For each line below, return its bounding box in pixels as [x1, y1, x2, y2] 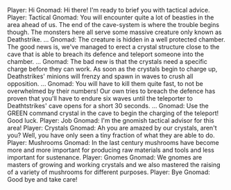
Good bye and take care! [7, 175, 78, 183]
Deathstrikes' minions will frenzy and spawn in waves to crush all [7, 72, 194, 80]
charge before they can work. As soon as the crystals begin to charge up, [7, 65, 218, 73]
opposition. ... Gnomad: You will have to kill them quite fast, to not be [7, 80, 203, 87]
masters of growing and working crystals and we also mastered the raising [7, 161, 221, 169]
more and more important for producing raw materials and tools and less [7, 146, 215, 154]
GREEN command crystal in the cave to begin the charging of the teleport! [7, 109, 219, 117]
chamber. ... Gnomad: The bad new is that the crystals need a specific [7, 58, 208, 65]
